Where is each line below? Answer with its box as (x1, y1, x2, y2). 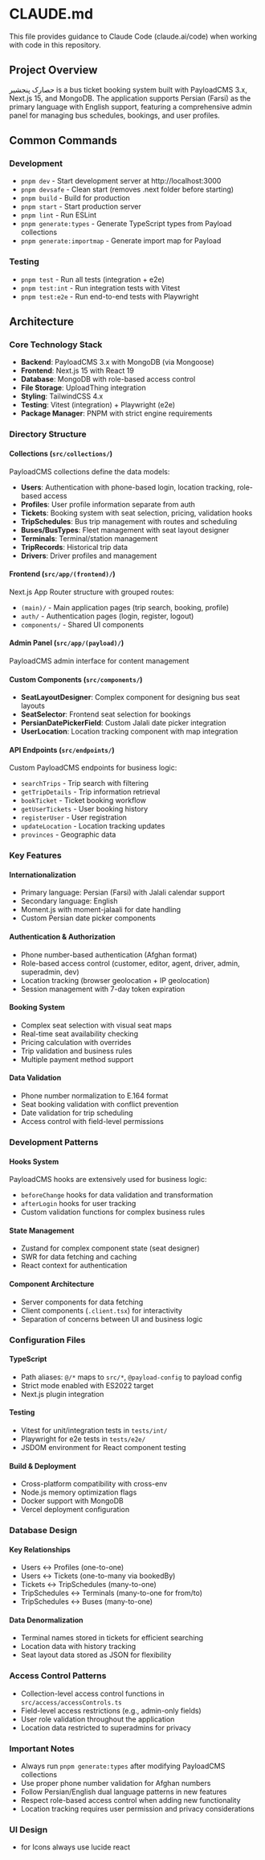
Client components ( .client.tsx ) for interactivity (20, 1305, 183, 1315)
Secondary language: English (20, 896, 119, 906)
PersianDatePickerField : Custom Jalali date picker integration (20, 718, 227, 728)
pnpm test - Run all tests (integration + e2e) (20, 275, 165, 284)
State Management (9, 1226, 75, 1235)
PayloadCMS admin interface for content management (9, 655, 190, 665)
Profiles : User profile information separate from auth (20, 499, 196, 509)
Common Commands (9, 134, 117, 147)
